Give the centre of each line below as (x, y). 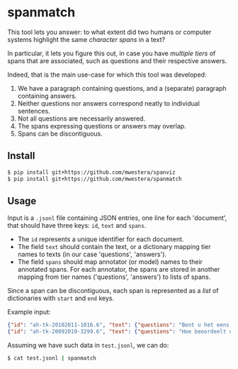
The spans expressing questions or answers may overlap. (102, 126)
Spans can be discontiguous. (60, 133)
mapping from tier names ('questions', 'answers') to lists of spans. (114, 277)
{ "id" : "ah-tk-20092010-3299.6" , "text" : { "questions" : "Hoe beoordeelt (117, 332)
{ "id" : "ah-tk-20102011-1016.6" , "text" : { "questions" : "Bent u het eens (119, 325)
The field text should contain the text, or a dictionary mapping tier (114, 247)
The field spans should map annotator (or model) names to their (110, 262)
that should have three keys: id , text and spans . (77, 226)
